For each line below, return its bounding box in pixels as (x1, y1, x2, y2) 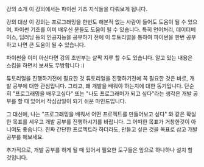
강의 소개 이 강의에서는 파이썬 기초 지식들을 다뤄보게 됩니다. (6, 5, 148, 12)
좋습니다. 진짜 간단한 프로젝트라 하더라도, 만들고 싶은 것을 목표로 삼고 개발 (22, 126, 198, 133)
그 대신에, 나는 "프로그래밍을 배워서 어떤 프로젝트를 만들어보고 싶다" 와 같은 (6, 110, 185, 118)
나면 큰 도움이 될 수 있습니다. (17, 41, 86, 48)
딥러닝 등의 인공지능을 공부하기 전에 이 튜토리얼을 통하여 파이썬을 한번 (19, 34, 185, 41)
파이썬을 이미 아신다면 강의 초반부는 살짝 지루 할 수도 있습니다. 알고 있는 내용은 (6, 54, 193, 61)
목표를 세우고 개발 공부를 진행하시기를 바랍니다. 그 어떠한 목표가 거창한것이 (12, 118, 190, 125)
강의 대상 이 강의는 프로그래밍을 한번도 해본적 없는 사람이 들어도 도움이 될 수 (6, 18, 187, 26)
